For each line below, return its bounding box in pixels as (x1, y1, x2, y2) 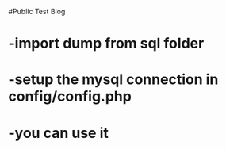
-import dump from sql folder (8, 35, 205, 52)
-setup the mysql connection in (8, 71, 219, 89)
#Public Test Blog (8, 7, 66, 16)
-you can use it (8, 124, 109, 142)
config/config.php (8, 87, 132, 105)
